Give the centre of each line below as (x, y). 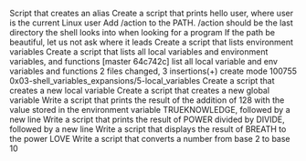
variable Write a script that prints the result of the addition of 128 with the (147, 100)
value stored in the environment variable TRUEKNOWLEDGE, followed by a (150, 110)
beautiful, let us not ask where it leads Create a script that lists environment (152, 42)
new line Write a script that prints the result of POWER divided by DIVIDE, (147, 119)
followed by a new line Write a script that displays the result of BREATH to (148, 129)
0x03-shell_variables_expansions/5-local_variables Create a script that (142, 80)
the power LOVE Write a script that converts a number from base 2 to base (150, 139)
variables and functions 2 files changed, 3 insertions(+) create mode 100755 (153, 71)
